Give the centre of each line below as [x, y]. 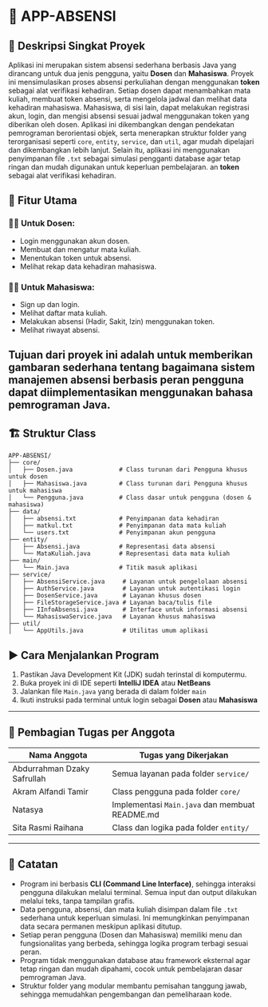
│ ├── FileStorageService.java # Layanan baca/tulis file [110, 603]
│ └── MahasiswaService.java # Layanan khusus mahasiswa [112, 617]
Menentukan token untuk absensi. [75, 258]
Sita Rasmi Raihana [48, 827]
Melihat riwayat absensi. [60, 330]
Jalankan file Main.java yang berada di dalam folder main [113, 691]
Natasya [28, 809]
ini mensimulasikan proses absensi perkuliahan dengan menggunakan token [134, 82]
